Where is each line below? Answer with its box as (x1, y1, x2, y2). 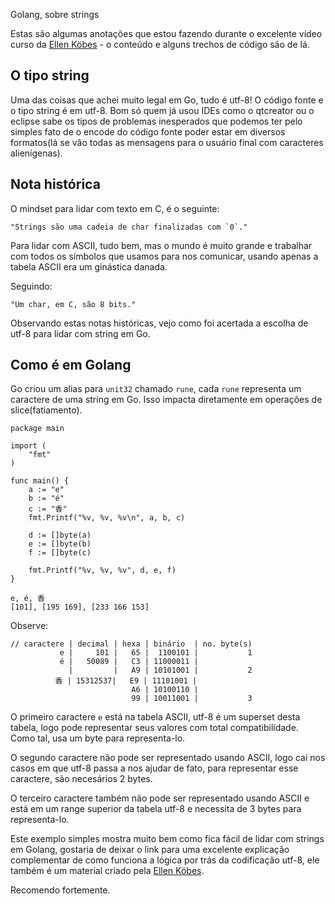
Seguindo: (10, 280, 53, 292)
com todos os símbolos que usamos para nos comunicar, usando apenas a (10, 250, 319, 262)
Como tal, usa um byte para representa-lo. (10, 732, 186, 744)
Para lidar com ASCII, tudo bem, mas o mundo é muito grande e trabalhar (10, 239, 313, 251)
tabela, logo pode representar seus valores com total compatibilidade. (10, 722, 299, 734)
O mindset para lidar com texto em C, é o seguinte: (10, 202, 220, 214)
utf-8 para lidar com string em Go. (10, 327, 151, 339)
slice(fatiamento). (10, 404, 83, 416)
